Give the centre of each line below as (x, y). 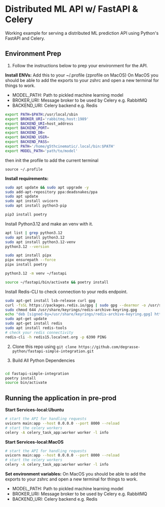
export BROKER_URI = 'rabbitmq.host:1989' (47, 119)
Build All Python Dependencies (43, 360)
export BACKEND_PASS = (27, 142)
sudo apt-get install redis (34, 323)
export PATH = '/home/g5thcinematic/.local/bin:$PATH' (60, 146)
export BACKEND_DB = (25, 133)
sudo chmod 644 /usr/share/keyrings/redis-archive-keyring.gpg (71, 310)
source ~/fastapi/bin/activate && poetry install (57, 282)
